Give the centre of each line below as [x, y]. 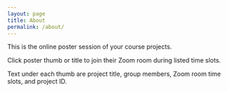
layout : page [26, 14]
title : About [26, 20]
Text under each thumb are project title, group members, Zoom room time [114, 74]
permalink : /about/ [36, 27]
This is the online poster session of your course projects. [90, 47]
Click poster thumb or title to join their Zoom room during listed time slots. [114, 60]
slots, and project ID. [37, 81]
